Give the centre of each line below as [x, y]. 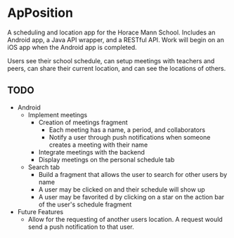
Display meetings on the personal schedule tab [106, 159]
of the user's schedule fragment [85, 204]
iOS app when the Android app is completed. [72, 47]
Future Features [40, 211]
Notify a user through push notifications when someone [130, 137]
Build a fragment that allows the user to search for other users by [133, 174]
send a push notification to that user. [81, 227]
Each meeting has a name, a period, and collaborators [127, 130]
